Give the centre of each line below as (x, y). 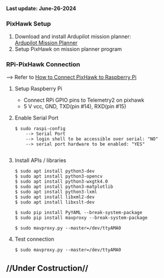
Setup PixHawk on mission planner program (68, 49)
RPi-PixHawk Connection (43, 64)
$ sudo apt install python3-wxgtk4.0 (61, 182)
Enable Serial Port (36, 118)
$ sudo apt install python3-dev (54, 172)
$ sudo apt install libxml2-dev (54, 197)
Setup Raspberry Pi (38, 89)
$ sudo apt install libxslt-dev (54, 202)
